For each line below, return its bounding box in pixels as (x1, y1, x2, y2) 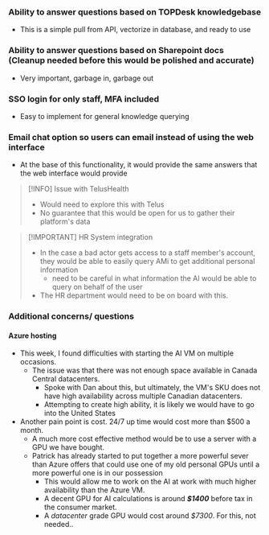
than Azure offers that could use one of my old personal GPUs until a (31, 459, 259, 469)
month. (19, 426, 44, 435)
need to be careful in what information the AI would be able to (51, 274, 257, 283)
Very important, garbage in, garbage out (19, 73, 154, 83)
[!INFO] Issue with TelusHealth (27, 184, 129, 194)
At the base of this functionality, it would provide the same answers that (19, 160, 258, 170)
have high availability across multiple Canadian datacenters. (43, 391, 243, 401)
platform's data (39, 216, 91, 227)
